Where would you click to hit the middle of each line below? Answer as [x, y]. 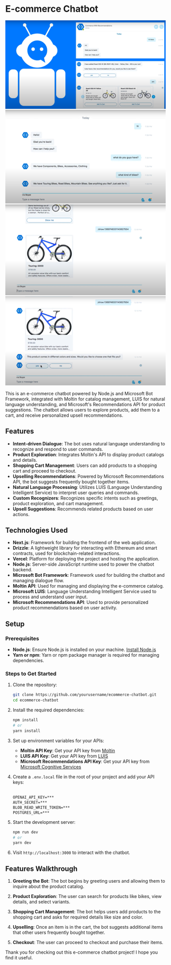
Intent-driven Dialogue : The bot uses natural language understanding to [89, 443]
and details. [25, 460]
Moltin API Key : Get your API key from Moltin [68, 750]
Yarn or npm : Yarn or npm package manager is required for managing [86, 655]
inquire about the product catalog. [48, 887]
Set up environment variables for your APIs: [58, 740]
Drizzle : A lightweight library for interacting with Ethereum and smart [85, 548]
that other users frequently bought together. [59, 933]
